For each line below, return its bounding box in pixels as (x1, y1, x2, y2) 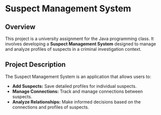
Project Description (5, 60, 66, 69)
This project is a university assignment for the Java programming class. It (5, 36, 154, 41)
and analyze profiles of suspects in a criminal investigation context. (5, 46, 142, 52)
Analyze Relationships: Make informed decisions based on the (12, 99, 141, 105)
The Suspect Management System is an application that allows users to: (5, 74, 152, 79)
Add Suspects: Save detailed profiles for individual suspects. (12, 83, 137, 89)
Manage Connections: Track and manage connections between (12, 88, 143, 94)
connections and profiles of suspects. (12, 104, 90, 110)
